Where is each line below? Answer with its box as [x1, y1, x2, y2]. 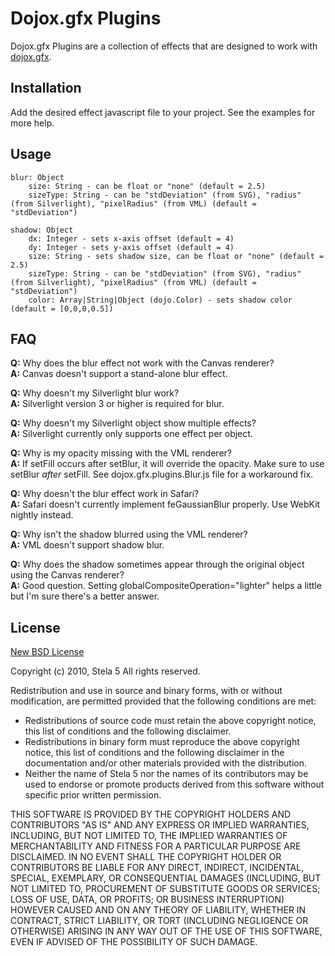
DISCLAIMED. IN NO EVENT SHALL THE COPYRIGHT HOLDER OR [10, 851, 282, 863]
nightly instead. [10, 509, 74, 521]
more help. [10, 117, 55, 129]
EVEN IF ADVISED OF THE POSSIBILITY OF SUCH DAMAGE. [10, 936, 258, 948]
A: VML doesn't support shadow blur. [10, 539, 165, 551]
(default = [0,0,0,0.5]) [10, 303, 114, 314]
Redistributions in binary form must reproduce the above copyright [24, 736, 300, 748]
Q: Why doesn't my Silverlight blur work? [10, 387, 180, 399]
